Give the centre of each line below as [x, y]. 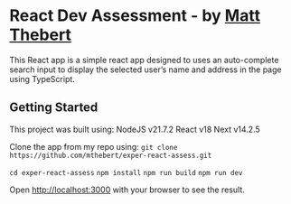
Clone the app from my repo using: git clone [94, 146]
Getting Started [54, 108]
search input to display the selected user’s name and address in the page [145, 70]
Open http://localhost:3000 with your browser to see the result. [127, 190]
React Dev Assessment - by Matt [135, 16]
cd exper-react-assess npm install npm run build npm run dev [126, 172]
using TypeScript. [42, 79]
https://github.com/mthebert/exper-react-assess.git [111, 155]
